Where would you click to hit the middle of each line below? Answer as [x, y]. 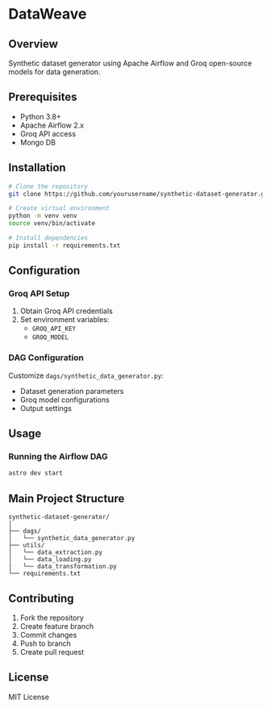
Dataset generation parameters [72, 391]
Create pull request [52, 651]
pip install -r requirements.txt [65, 245]
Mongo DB [38, 142]
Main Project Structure [67, 499]
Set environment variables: [65, 320]
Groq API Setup [39, 294]
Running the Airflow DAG [58, 457]
